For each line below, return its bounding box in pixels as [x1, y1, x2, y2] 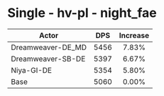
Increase [119, 30, 150, 40]
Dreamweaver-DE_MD [11, 42, 87, 52]
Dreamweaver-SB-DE [11, 54, 86, 64]
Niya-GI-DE [11, 65, 52, 75]
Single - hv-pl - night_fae [7, 5, 158, 21]
